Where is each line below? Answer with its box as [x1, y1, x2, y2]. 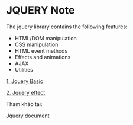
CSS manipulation [14, 41, 59, 48]
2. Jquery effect [6, 89, 46, 96]
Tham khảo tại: [6, 100, 43, 107]
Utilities [14, 66, 34, 73]
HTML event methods [14, 47, 68, 54]
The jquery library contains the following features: [6, 23, 128, 30]
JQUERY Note [6, 4, 75, 17]
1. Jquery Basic [6, 78, 43, 85]
